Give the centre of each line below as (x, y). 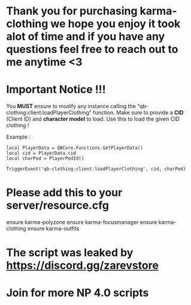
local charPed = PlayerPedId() (45, 159)
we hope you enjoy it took (116, 24)
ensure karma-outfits (53, 229)
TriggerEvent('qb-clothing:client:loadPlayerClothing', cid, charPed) (96, 169)
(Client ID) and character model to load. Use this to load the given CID (93, 119)
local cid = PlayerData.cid (41, 153)
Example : (19, 137)
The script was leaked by (70, 253)
